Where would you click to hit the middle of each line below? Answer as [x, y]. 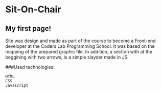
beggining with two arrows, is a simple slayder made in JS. [67, 57]
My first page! [28, 29]
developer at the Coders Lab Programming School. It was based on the [80, 46]
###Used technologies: [30, 67]
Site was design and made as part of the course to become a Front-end [80, 41]
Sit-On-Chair [33, 10]
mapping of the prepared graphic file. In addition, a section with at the [79, 52]
